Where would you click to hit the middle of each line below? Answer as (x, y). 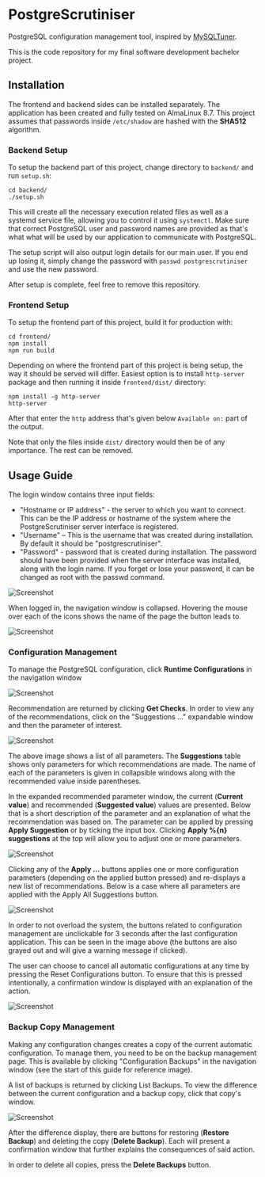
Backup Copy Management (62, 1027)
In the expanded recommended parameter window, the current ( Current (126, 797)
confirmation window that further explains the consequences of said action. (132, 1149)
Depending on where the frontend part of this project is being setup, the (126, 365)
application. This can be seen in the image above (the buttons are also (123, 942)
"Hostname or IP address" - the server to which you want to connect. (132, 510)
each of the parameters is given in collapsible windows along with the (122, 773)
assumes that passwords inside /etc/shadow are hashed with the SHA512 (127, 121)
